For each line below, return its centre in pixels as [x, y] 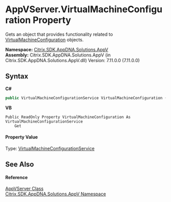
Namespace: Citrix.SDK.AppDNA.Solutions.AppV [57, 49]
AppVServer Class [24, 189]
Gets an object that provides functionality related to [59, 34]
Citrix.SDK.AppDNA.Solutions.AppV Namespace [56, 194]
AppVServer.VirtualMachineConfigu [84, 9]
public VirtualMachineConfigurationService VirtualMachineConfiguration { [86, 98]
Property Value [22, 137]
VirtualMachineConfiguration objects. [45, 40]
